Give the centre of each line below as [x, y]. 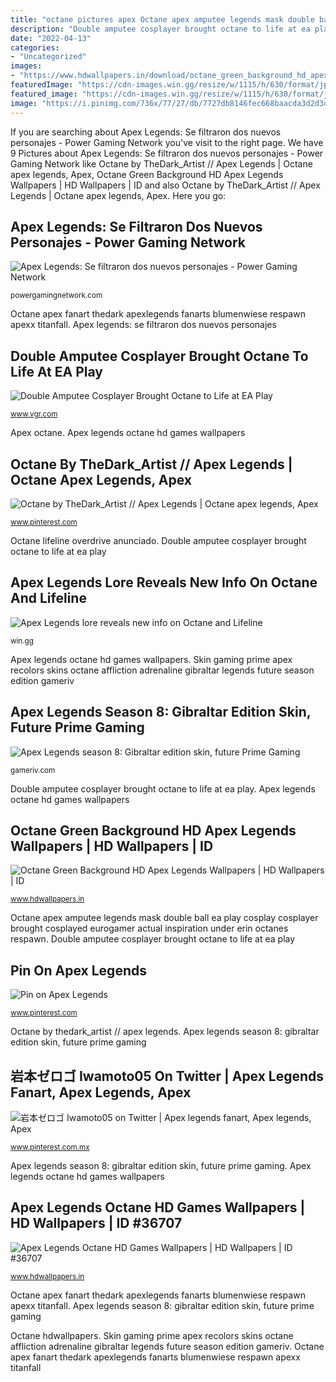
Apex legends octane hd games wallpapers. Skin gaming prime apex [151, 659]
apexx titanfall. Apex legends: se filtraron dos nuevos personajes [143, 325]
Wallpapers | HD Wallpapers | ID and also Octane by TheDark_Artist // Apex [165, 185]
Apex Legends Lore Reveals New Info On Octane [164, 582]
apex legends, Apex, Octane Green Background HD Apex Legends [147, 174]
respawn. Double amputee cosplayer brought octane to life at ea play [153, 939]
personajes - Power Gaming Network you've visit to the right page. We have [167, 142]
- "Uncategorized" [48, 57]
